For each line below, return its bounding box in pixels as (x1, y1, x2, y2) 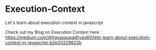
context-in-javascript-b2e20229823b (5, 39, 82, 45)
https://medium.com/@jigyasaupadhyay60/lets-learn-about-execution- (5, 34, 151, 40)
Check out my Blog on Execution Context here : (5, 29, 102, 35)
